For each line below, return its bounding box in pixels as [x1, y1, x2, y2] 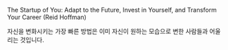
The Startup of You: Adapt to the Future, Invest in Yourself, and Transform [7, 6, 217, 14]
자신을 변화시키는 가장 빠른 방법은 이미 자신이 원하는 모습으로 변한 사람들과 [7, 27, 209, 35]
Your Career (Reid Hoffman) [7, 13, 87, 21]
